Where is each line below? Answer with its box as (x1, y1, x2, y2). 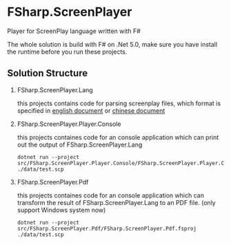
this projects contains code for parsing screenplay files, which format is (17, 99, 221, 107)
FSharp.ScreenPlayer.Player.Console (17, 120, 121, 128)
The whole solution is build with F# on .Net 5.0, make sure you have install (7, 40, 218, 48)
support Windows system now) (17, 206, 106, 214)
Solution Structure (7, 67, 88, 79)
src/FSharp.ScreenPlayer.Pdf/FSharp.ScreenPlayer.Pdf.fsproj (17, 225, 197, 232)
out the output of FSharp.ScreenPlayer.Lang (17, 140, 143, 149)
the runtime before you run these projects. (7, 47, 128, 56)
